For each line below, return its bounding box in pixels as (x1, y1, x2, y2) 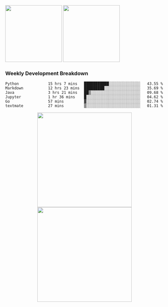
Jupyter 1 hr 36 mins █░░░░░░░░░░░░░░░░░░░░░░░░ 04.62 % (5, 94, 163, 100)
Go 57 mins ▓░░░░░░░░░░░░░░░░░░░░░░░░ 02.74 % (5, 99, 163, 104)
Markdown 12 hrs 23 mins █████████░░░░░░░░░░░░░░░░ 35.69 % (5, 86, 163, 91)
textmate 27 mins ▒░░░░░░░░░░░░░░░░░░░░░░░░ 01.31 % (5, 104, 163, 109)
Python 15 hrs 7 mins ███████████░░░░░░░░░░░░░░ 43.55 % (5, 81, 163, 86)
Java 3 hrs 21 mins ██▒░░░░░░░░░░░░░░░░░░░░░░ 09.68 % (5, 90, 163, 95)
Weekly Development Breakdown (5, 70, 89, 77)
